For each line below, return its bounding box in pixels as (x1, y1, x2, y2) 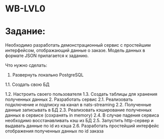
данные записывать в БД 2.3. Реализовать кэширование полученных (5, 107, 152, 113)
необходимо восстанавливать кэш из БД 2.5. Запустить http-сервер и (5, 118, 154, 124)
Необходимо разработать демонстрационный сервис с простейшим (5, 42, 151, 48)
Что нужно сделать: (5, 63, 47, 69)
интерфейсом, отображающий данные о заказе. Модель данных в (5, 48, 145, 54)
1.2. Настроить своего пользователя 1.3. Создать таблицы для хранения (5, 91, 158, 97)
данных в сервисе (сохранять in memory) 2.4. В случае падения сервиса (5, 112, 160, 118)
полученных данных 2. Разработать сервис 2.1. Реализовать (5, 96, 133, 102)
